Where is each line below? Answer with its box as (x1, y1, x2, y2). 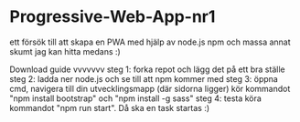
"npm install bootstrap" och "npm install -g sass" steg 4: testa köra (9, 93, 262, 104)
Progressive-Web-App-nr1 (9, 6, 216, 27)
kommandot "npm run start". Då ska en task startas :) (9, 102, 210, 113)
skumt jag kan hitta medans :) (9, 46, 121, 56)
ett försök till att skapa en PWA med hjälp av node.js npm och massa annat (9, 36, 291, 47)
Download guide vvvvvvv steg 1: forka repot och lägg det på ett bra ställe (9, 64, 285, 75)
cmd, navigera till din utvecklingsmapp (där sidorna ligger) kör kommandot (9, 83, 291, 94)
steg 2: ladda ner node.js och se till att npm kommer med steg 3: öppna (9, 73, 279, 84)
